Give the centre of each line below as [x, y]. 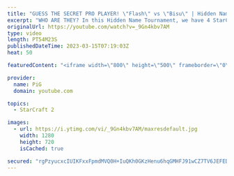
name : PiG [28, 85]
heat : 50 [20, 53]
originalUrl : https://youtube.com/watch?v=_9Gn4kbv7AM [88, 27]
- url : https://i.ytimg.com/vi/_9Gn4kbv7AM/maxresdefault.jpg [106, 129]
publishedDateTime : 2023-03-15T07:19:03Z [68, 46]
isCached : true [42, 148]
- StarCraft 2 [34, 110]
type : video [24, 33]
